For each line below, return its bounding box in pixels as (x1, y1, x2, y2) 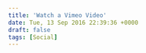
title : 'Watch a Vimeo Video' (8, 11, 108, 19)
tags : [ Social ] (8, 33, 58, 41)
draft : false (8, 26, 51, 34)
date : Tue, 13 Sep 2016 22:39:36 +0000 (8, 19, 139, 26)
